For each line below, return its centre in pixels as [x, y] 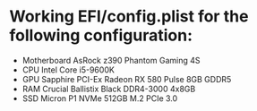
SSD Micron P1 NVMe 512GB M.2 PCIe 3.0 [100, 98]
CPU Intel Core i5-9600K [68, 70]
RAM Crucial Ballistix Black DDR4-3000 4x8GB [109, 89]
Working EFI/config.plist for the [129, 17]
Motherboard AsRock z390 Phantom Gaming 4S [111, 60]
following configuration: [101, 35]
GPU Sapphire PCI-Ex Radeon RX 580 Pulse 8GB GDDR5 [127, 79]
